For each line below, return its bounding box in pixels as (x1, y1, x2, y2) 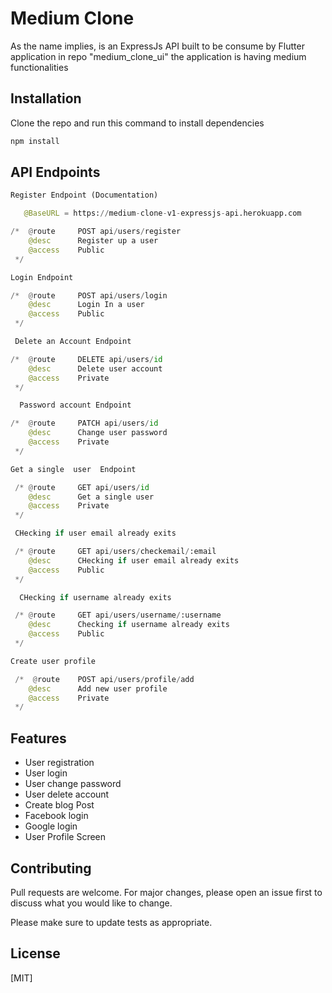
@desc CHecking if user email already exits (28, 555, 240, 566)
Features (10, 730, 67, 747)
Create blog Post (24, 799, 95, 811)
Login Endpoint (10, 272, 74, 282)
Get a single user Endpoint (10, 464, 137, 474)
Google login (24, 820, 78, 832)
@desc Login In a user (28, 300, 145, 310)
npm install (10, 136, 60, 146)
